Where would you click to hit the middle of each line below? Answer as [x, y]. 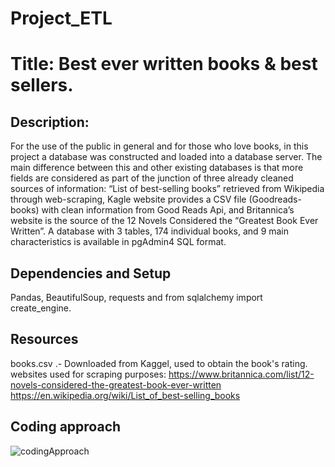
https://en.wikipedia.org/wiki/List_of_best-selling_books [125, 395]
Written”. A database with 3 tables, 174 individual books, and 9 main [150, 231]
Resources [44, 339]
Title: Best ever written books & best [164, 64]
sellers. [42, 85]
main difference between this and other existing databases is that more [157, 168]
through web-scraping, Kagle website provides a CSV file [128, 199]
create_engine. [41, 308]
